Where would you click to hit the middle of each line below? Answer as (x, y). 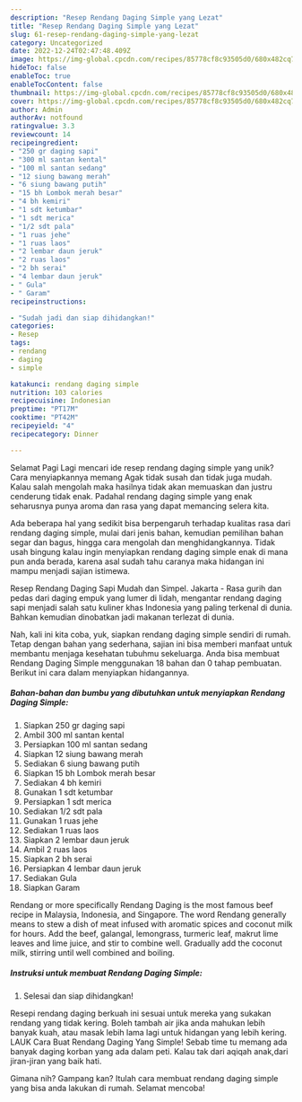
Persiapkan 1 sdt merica (67, 801)
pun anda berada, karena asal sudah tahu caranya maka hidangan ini (137, 561)
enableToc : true (40, 76)
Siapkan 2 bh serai (57, 859)
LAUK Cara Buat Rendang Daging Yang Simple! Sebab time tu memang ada (149, 1042)
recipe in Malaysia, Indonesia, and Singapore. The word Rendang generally (148, 914)
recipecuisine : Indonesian (60, 401)
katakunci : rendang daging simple (75, 384)
